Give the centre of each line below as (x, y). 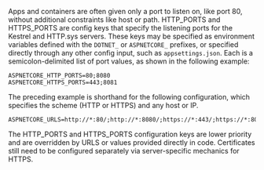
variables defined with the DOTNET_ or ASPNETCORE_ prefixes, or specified (123, 45)
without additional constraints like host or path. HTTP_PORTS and (114, 20)
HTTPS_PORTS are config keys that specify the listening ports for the (121, 28)
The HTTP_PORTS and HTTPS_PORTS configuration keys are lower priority (130, 134)
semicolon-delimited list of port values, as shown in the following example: (129, 61)
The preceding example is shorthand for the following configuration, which (129, 97)
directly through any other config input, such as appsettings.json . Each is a (131, 53)
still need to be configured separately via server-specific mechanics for (124, 151)
